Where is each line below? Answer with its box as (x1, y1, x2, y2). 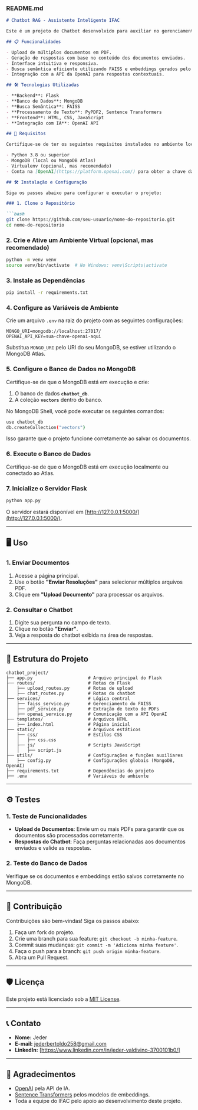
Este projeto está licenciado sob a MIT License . (6, 996, 121, 1003)
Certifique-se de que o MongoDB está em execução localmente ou (6, 463, 169, 470)
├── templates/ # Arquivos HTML (6, 716, 128, 722)
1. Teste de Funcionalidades (6, 813, 87, 821)
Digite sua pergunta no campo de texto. (14, 618, 111, 626)
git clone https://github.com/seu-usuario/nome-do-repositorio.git (6, 217, 176, 222)
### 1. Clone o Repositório (6, 201, 75, 207)
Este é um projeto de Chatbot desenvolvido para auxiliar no (6, 28, 160, 34)
